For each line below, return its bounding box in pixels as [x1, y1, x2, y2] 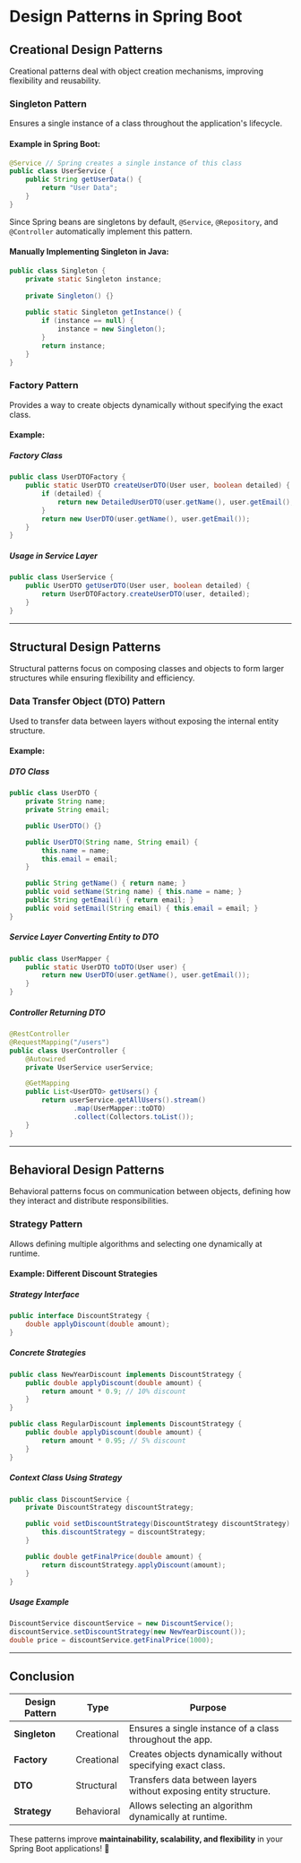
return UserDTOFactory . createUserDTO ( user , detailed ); [41, 590, 251, 599]
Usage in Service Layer [9, 550, 99, 561]
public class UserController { [9, 1046, 126, 1055]
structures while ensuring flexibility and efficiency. [9, 672, 195, 683]
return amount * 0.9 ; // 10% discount [41, 1387, 186, 1396]
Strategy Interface [9, 1288, 80, 1299]
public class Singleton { [9, 266, 106, 275]
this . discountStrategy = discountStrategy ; [41, 1528, 206, 1537]
